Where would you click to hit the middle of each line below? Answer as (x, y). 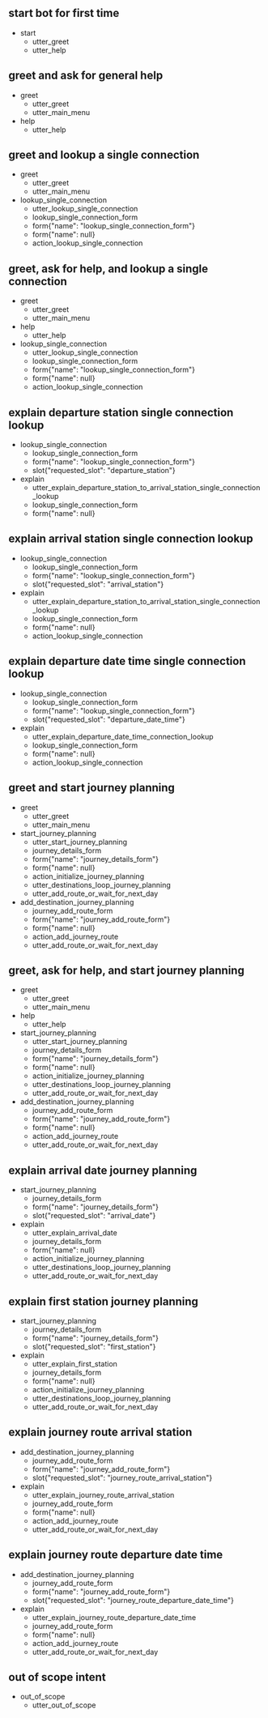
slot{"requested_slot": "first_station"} (94, 1346)
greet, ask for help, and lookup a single (108, 269)
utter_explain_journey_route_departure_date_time (114, 1617)
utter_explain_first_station (74, 1363)
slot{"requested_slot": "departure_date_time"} (108, 719)
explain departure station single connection (121, 412)
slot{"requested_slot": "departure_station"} (104, 471)
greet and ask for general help (86, 76)
